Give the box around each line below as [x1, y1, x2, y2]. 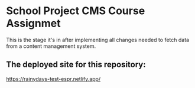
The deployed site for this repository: [6, 60, 146, 70]
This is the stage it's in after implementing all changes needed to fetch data [6, 36, 190, 43]
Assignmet [6, 17, 61, 30]
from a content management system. [6, 43, 96, 50]
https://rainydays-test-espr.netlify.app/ [6, 75, 101, 82]
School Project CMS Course [6, 4, 145, 18]
